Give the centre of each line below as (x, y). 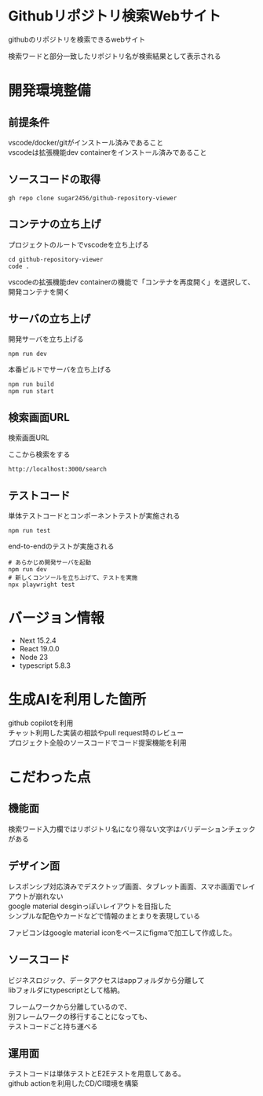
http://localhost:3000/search (58, 469)
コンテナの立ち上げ (55, 224)
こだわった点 (50, 777)
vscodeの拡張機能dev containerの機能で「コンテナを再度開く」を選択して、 (131, 282)
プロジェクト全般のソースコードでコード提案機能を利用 (97, 742)
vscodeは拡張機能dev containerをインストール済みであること (108, 152)
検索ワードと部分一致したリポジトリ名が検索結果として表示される (115, 56)
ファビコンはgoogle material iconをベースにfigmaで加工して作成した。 (122, 933)
